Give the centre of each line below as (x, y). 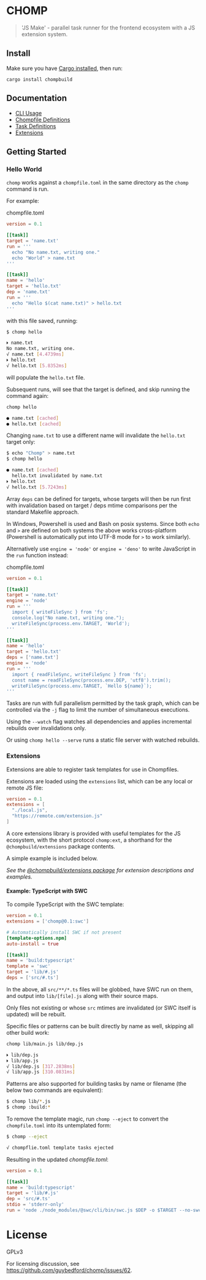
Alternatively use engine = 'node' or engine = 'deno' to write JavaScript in (101, 549)
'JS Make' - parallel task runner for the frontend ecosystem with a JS (108, 28)
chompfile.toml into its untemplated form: (59, 1125)
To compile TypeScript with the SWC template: (65, 904)
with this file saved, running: (42, 321)
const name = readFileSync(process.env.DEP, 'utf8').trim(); (92, 680)
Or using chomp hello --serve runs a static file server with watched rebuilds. (103, 740)
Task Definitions (36, 126)
